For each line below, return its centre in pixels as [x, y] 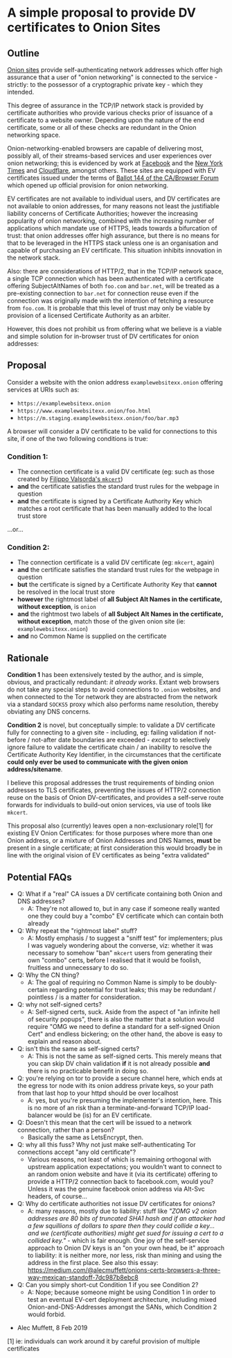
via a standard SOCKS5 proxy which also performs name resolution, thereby [113, 704]
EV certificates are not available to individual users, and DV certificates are [114, 199]
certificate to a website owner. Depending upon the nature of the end [106, 120]
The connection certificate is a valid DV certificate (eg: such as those [116, 472]
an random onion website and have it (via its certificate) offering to [123, 1174]
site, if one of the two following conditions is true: [78, 438]
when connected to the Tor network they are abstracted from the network [113, 697]
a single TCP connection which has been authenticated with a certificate [110, 278]
